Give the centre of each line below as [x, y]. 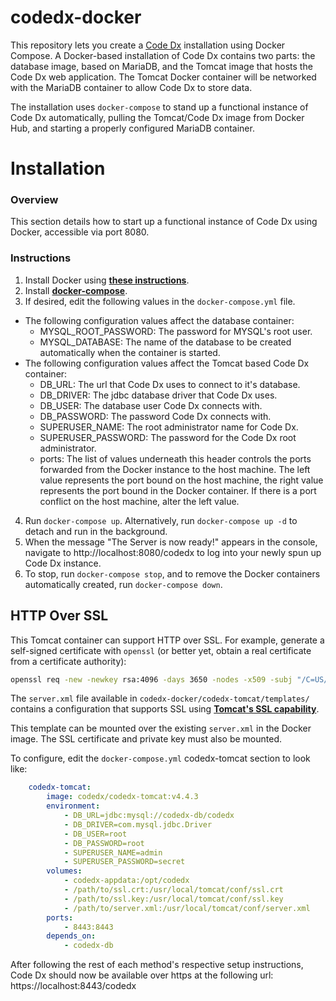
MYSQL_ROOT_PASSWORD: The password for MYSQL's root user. [176, 331]
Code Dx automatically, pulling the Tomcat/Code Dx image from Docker [157, 117]
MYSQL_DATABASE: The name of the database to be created [165, 342]
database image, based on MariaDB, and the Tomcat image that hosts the [161, 66]
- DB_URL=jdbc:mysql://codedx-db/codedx [149, 816]
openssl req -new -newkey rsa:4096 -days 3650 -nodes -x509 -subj [151, 679]
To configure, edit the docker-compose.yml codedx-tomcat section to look [160, 758]
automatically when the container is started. [130, 352]
